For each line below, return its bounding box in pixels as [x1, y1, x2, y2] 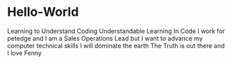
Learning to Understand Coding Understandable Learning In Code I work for [7, 27, 226, 35]
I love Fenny [7, 49, 42, 57]
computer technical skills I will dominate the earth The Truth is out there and [7, 41, 225, 50]
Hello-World [7, 4, 79, 20]
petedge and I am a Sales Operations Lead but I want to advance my [7, 34, 204, 42]
